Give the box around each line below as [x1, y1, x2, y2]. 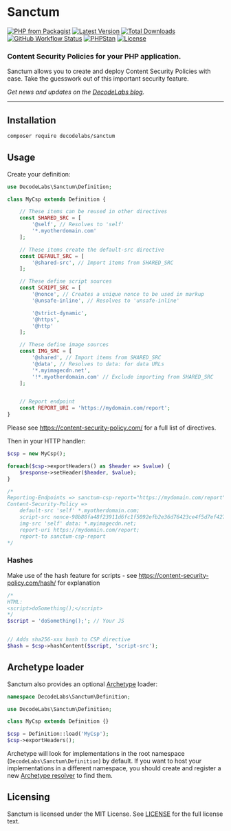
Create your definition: [7, 170, 71, 178]
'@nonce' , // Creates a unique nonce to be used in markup [32, 291, 205, 298]
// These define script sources [19, 278, 112, 285]
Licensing [7, 791, 50, 803]
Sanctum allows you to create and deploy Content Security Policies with [7, 67, 211, 76]
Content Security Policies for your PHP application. [7, 51, 181, 61]
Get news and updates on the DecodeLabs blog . [7, 88, 145, 97]
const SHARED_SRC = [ [19, 214, 81, 221]
